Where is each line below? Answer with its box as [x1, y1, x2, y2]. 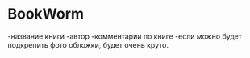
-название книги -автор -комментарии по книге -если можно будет [7, 31, 243, 41]
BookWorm [7, 5, 85, 23]
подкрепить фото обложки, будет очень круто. [7, 39, 169, 49]
